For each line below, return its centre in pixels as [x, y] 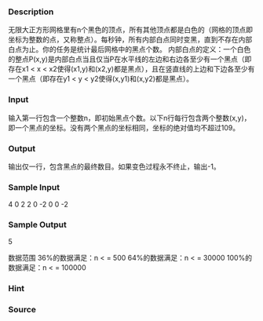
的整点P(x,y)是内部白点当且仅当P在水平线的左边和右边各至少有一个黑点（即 [130, 59]
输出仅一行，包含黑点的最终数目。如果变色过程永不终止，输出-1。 [115, 166]
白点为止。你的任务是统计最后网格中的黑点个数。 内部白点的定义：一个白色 [130, 49]
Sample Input [34, 187]
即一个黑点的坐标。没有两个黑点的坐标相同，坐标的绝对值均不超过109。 [124, 127]
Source [22, 310]
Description [31, 12]
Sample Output [37, 224]
